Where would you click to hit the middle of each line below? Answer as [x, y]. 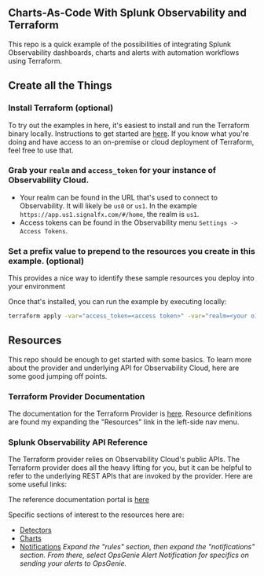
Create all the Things [60, 86]
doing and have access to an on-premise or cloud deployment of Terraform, [131, 141]
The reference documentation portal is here [79, 500]
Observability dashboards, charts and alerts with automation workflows [124, 52]
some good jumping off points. [58, 376]
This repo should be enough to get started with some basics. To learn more [130, 359]
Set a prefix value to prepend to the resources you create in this [132, 251]
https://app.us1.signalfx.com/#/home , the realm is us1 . [109, 214]
